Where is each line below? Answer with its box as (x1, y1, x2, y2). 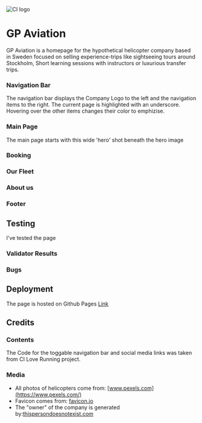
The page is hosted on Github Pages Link (6, 300, 109, 307)
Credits (6, 318, 35, 328)
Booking (6, 151, 31, 160)
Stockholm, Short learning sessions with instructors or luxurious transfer (6, 59, 186, 66)
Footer (6, 199, 26, 208)
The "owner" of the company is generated (14, 404, 121, 411)
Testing (6, 218, 36, 228)
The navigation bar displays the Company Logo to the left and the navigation (6, 95, 197, 102)
